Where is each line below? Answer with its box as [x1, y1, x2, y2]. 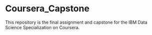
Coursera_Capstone [5, 3, 90, 14]
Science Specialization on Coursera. [5, 24, 80, 30]
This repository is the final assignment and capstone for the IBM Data [5, 19, 148, 25]
